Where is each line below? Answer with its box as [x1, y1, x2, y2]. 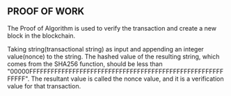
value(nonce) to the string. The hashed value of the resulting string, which [7, 52, 220, 61]
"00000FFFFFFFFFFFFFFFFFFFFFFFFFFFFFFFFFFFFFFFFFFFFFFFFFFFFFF [7, 67, 224, 75]
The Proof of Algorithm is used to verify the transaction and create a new [7, 24, 217, 32]
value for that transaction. [7, 81, 81, 90]
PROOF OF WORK [7, 6, 85, 17]
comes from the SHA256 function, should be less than [7, 59, 163, 68]
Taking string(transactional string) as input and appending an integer [7, 45, 204, 53]
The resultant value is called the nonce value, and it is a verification [31, 74, 224, 83]
